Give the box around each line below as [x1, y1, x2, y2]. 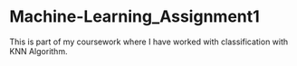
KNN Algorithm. [9, 45, 68, 56]
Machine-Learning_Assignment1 [9, 6, 260, 27]
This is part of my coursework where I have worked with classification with [9, 36, 289, 47]
